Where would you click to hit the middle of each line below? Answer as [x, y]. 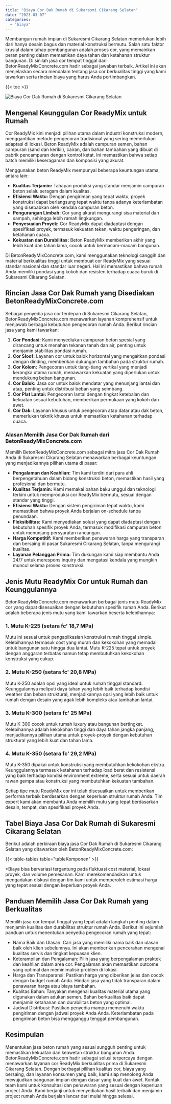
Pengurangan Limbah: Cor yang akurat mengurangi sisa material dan [86, 213]
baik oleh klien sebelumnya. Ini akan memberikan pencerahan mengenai [89, 948]
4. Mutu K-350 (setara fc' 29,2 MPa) [51, 753]
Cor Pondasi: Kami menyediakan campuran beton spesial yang [79, 340]
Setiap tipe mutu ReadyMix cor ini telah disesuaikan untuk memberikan [80, 791]
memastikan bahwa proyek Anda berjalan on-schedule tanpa [77, 511]
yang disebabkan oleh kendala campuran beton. [63, 207]
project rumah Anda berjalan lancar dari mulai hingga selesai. [70, 1096]
